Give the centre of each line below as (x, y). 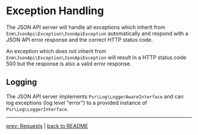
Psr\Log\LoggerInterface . (37, 109)
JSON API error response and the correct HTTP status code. (80, 39)
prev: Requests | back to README (47, 126)
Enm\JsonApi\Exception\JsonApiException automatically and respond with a (97, 33)
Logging (22, 82)
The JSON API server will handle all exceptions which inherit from (86, 27)
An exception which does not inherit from (56, 51)
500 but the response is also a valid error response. (69, 64)
